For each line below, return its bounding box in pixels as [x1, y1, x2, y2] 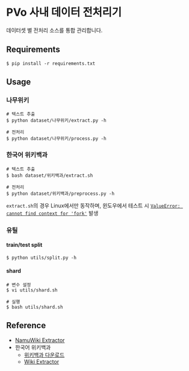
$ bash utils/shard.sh [6, 304, 63, 311]
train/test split [6, 241, 43, 249]
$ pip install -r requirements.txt [6, 60, 96, 66]
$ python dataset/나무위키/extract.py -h [6, 118, 107, 124]
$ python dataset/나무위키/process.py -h [6, 136, 107, 142]
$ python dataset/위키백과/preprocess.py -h [6, 191, 115, 197]
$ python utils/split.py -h [6, 255, 77, 261]
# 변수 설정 [6, 282, 31, 288]
